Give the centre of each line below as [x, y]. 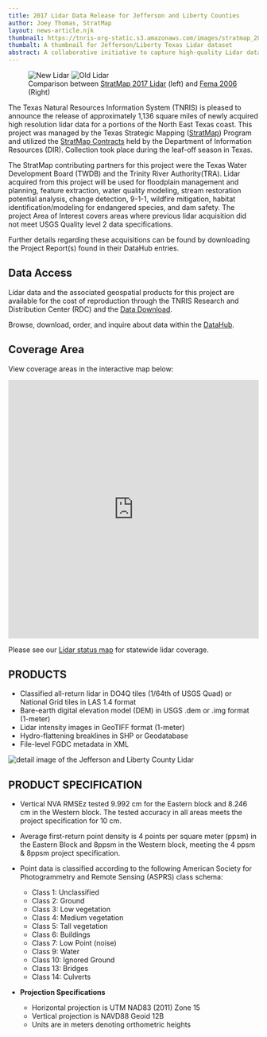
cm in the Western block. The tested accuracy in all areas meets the [131, 813]
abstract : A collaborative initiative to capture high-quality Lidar [126, 52]
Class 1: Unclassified [65, 892]
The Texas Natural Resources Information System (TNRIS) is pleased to [125, 107]
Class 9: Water [56, 952]
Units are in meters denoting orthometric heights [111, 1025]
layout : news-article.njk [51, 30]
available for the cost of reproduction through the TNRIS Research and [124, 301]
